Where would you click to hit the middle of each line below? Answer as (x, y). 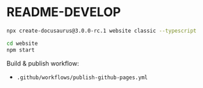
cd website (22, 43)
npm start (21, 50)
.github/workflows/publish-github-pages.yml (82, 78)
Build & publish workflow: (43, 63)
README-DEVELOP (64, 12)
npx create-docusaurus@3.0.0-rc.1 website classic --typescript (101, 31)
